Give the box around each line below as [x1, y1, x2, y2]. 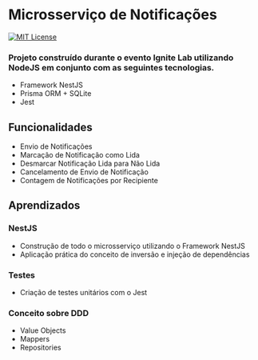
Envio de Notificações [19, 142, 93, 151]
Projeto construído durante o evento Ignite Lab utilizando [8, 52, 234, 63]
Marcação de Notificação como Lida [19, 150, 140, 160]
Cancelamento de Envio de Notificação [19, 167, 149, 177]
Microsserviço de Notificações [8, 6, 217, 24]
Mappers [19, 334, 50, 344]
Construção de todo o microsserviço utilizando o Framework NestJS [19, 241, 246, 250]
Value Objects [19, 326, 66, 335]
